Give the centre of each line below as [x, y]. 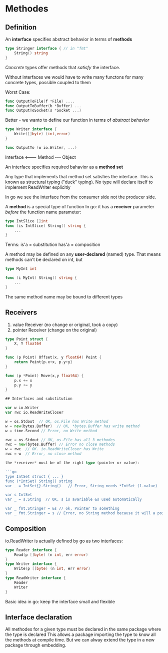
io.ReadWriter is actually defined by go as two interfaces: [64, 541]
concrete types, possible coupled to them [48, 82]
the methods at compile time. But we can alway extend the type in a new [80, 640]
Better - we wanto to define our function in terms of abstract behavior [77, 120]
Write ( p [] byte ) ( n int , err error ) [52, 569]
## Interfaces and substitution [39, 399]
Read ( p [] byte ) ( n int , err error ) [51, 555]
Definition [21, 27]
